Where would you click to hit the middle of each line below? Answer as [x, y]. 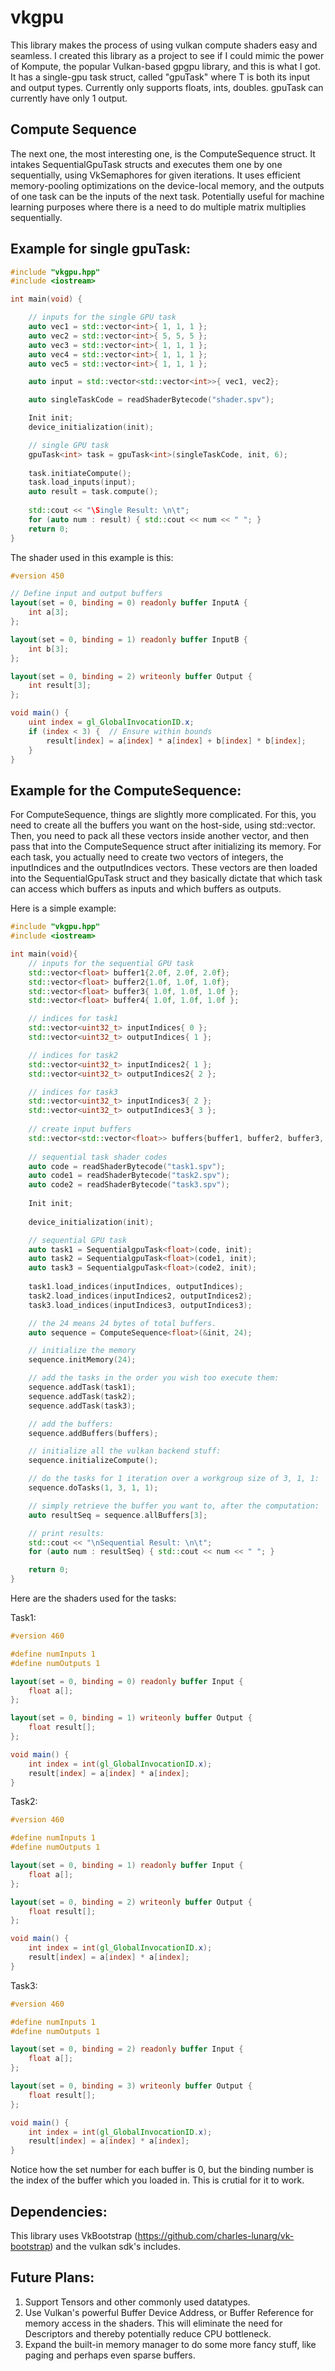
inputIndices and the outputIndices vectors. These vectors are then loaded [164, 868]
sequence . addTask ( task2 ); [82, 1396]
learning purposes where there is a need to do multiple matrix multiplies [158, 207]
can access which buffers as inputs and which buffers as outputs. [146, 889]
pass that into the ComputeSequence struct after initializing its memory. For [166, 847]
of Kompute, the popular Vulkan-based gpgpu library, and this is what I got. [165, 66]
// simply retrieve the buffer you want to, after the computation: [174, 1506]
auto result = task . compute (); [93, 492]
